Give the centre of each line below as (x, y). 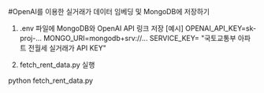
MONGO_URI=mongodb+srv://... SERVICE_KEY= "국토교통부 (139, 38)
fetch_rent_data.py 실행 (57, 65)
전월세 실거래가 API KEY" (67, 48)
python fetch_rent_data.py (50, 80)
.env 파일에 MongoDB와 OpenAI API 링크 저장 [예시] (101, 28)
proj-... (30, 38)
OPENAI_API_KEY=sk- (221, 28)
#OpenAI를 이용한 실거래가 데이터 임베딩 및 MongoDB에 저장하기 (109, 11)
